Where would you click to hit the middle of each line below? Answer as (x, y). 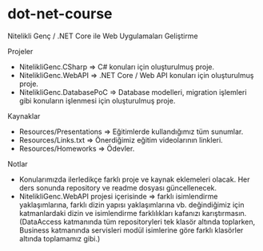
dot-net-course (60, 14)
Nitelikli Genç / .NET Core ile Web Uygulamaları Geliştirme (103, 36)
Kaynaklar (24, 116)
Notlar (18, 163)
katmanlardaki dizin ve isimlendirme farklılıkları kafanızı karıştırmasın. (133, 213)
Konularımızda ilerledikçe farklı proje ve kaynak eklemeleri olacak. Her (134, 179)
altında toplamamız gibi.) (60, 238)
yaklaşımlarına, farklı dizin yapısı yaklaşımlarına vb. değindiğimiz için (131, 205)
